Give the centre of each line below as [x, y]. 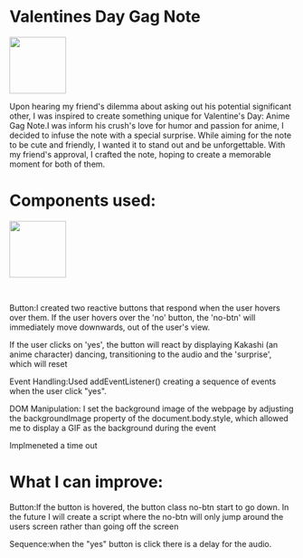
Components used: [83, 201]
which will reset [38, 363]
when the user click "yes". [58, 390]
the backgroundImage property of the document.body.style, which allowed [149, 418]
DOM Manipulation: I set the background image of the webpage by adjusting [151, 409]
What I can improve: [86, 482]
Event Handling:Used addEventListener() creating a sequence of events [143, 381]
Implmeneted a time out [53, 445]
